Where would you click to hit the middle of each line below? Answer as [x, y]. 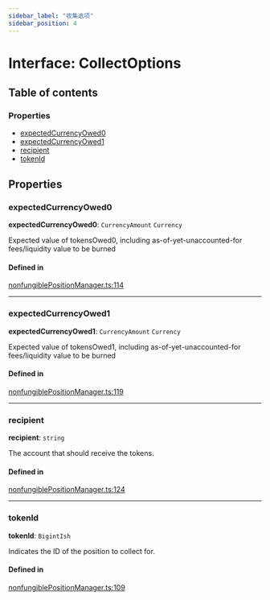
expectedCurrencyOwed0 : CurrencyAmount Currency [95, 225]
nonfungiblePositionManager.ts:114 [66, 285]
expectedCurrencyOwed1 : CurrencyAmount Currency [94, 331]
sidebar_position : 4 [43, 23]
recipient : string [37, 438]
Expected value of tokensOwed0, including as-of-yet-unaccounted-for [125, 240]
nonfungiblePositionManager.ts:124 [67, 490]
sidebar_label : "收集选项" [51, 16]
